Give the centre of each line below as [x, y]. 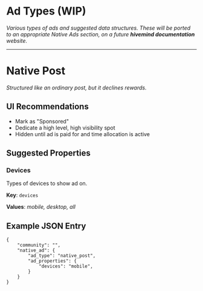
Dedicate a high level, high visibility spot [65, 128]
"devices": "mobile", [66, 266]
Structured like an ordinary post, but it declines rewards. [76, 87]
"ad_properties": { [53, 261]
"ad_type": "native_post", [62, 256]
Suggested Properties [48, 153]
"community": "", [39, 245]
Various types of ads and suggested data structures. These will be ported [98, 28]
